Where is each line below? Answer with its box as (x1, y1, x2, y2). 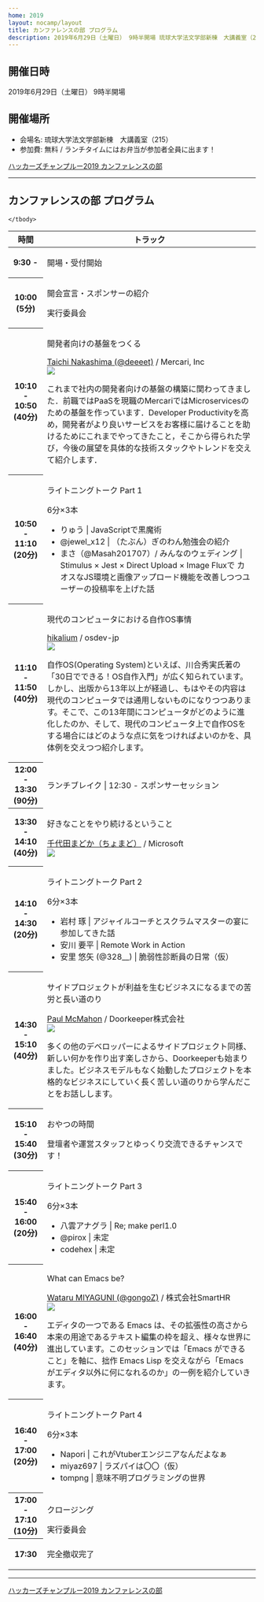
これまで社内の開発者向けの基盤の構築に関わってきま (46, 383, 244, 394)
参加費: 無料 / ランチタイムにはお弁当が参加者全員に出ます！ (19, 144, 216, 154)
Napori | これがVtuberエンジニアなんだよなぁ (60, 1448, 228, 1459)
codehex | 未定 (60, 1243, 115, 1254)
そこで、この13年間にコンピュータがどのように (61, 706, 237, 717)
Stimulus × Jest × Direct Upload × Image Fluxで (60, 559, 236, 571)
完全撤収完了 (46, 1548, 94, 1559)
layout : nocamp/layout (8, 19, 82, 27)
